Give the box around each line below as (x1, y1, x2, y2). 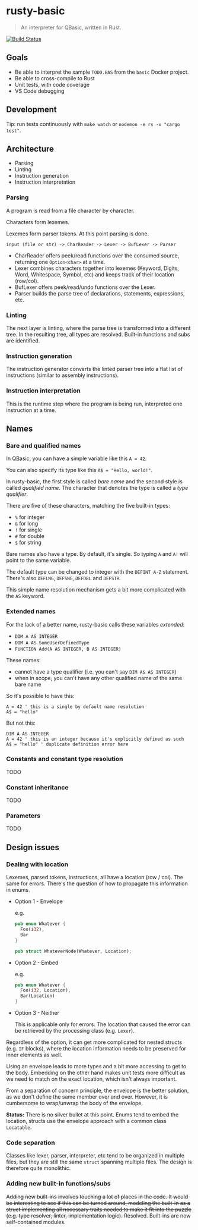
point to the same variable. (6, 557, 71, 564)
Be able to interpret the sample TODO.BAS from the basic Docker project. (14, 68, 189, 76)
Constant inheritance (6, 783, 69, 791)
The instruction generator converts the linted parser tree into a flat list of (6, 366, 183, 373)
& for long (14, 520, 39, 527)
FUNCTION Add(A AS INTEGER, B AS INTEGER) (14, 646, 122, 652)
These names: (6, 656, 41, 663)
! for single (14, 526, 43, 533)
